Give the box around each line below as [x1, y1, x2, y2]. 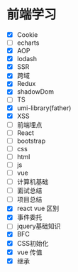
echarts [16, 38, 40, 47]
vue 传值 [16, 248, 43, 256]
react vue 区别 [16, 204, 60, 213]
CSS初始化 [16, 239, 49, 247]
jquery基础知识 [16, 222, 61, 231]
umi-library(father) [16, 104, 72, 112]
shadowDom [16, 87, 55, 96]
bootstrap [16, 136, 46, 145]
